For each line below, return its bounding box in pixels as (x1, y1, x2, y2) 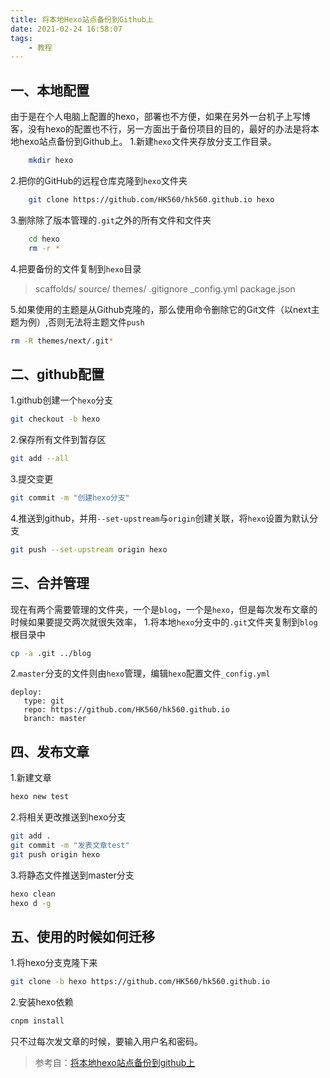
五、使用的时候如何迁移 (10, 928, 155, 945)
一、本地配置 (10, 82, 90, 99)
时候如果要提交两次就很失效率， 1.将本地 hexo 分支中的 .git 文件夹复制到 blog (10, 616, 318, 628)
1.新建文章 (10, 772, 52, 784)
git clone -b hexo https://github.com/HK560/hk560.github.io (10, 977, 271, 987)
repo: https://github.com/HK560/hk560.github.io (23, 705, 230, 715)
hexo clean (10, 889, 56, 899)
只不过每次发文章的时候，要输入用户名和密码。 (10, 1036, 203, 1048)
